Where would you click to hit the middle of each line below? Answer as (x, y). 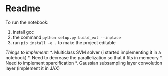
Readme (23, 9)
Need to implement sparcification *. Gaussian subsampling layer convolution (84, 63)
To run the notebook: (27, 22)
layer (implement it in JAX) (33, 68)
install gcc (23, 32)
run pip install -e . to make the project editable (64, 42)
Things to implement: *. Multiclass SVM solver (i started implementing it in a (83, 52)
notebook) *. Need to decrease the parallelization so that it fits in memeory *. (84, 57)
